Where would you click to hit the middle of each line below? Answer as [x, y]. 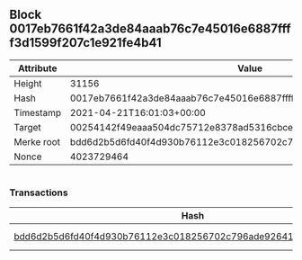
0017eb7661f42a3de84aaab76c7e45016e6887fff [150, 29]
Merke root [37, 141]
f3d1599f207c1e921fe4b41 [85, 43]
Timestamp [38, 112]
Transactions [39, 193]
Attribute [37, 68]
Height [28, 83]
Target [28, 127]
